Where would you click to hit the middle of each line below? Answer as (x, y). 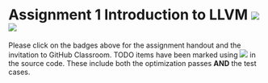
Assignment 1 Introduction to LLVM (128, 15)
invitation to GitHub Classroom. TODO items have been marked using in (132, 55)
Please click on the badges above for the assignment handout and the (125, 45)
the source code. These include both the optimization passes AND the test (132, 63)
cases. (19, 72)
